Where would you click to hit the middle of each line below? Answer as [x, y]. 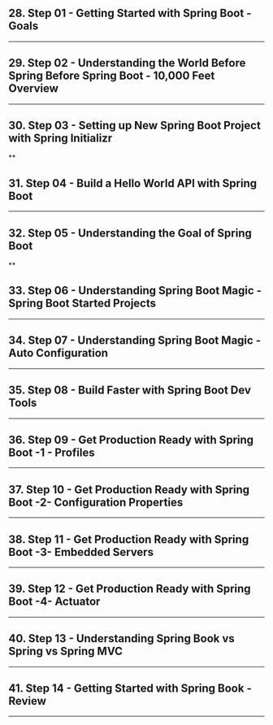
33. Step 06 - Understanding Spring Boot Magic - [135, 291]
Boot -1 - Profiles [52, 452]
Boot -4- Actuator [54, 602]
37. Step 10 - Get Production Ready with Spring [129, 490]
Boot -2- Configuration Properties [96, 502]
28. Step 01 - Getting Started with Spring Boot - [130, 13]
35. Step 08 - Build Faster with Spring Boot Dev [130, 391]
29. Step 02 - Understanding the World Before [127, 63]
